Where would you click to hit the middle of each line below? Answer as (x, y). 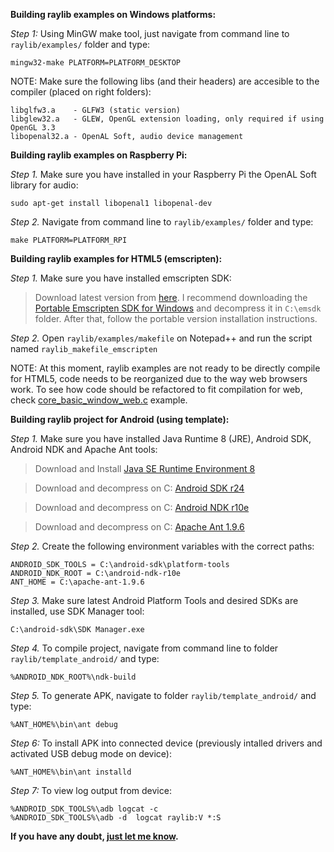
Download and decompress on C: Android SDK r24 (139, 488)
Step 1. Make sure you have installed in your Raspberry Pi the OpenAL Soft (163, 174)
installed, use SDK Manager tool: (77, 611)
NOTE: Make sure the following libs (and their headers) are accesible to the (165, 81)
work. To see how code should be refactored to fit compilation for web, (156, 389)
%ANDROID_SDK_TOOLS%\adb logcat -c (84, 809)
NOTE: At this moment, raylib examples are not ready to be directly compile (165, 368)
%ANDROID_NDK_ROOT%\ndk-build (73, 677)
